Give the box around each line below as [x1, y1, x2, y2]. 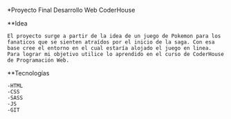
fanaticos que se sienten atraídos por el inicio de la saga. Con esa [7, 39, 215, 46]
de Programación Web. [7, 57, 70, 64]
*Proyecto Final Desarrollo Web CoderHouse [7, 6, 136, 14]
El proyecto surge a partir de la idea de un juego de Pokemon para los [7, 33, 221, 39]
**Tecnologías [7, 69, 50, 77]
